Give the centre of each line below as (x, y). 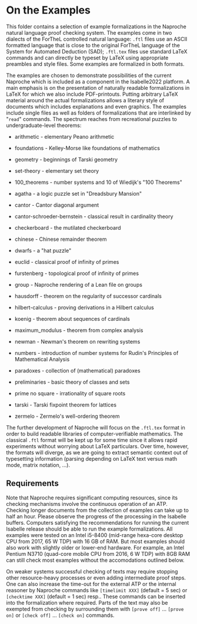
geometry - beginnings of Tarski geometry (66, 159)
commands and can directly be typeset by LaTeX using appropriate (87, 58)
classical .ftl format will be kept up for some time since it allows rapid (92, 440)
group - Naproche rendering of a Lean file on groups (79, 284)
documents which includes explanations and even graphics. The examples (96, 106)
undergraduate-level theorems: (44, 125)
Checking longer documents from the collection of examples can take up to (98, 510)
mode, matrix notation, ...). (38, 465)
